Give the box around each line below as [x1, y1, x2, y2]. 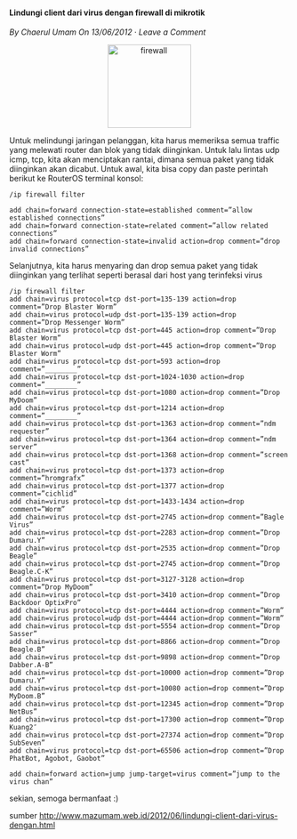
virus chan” [9, 778, 53, 787]
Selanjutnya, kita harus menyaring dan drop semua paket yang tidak [9, 261, 259, 271]
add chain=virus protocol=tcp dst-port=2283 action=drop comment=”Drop [9, 528, 280, 537]
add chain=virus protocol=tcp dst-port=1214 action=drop [9, 404, 225, 413]
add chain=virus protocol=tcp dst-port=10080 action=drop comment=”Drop [9, 684, 285, 693]
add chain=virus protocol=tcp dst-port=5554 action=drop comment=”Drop [9, 622, 280, 631]
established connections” [9, 214, 105, 222]
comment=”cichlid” [9, 489, 77, 498]
